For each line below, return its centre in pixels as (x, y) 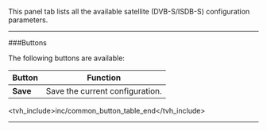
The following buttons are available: (67, 58)
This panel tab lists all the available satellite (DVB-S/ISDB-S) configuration (129, 12)
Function (104, 77)
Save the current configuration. (104, 91)
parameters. (28, 20)
